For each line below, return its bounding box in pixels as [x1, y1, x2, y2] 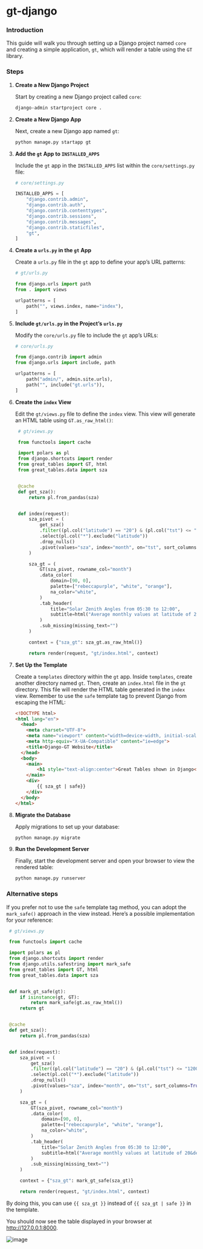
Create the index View [14, 398, 71, 406]
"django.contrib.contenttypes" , [26, 207, 108, 214]
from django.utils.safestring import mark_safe [8, 961, 131, 967]
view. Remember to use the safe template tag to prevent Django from [14, 692, 187, 699]
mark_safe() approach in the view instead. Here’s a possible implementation [6, 910, 195, 917]
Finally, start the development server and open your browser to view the [14, 857, 195, 864]
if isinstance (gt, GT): [19, 994, 80, 1000]
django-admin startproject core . [14, 105, 102, 111]
